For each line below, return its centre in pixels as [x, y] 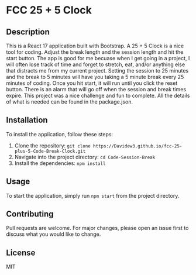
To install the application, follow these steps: [59, 134]
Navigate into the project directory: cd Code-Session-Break [85, 157]
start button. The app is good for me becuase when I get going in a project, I [98, 58]
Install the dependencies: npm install [60, 163]
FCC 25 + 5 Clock [49, 10]
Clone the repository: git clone [52, 145]
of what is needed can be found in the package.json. [70, 102]
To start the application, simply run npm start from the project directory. [93, 195]
